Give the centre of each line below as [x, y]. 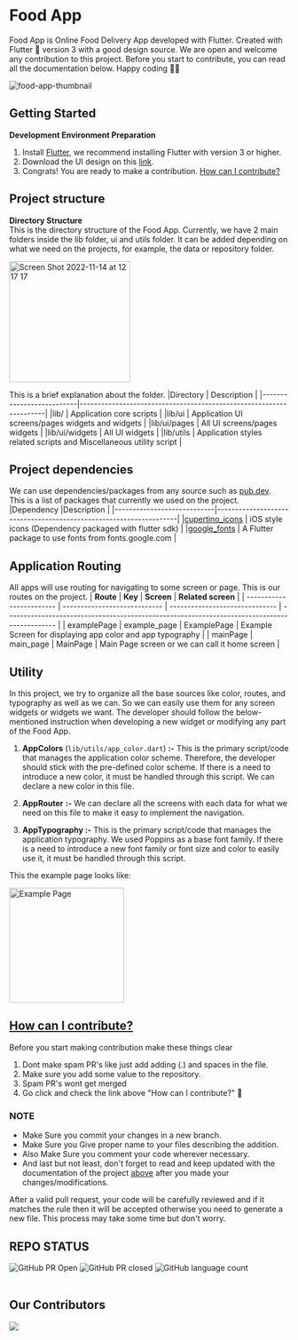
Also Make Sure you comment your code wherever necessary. [136, 1154]
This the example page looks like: [70, 875]
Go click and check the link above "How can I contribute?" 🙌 [132, 1092]
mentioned [29, 722]
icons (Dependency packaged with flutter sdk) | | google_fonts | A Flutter [141, 528]
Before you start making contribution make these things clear [121, 1047]
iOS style [266, 519]
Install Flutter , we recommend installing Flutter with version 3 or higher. [152, 152]
